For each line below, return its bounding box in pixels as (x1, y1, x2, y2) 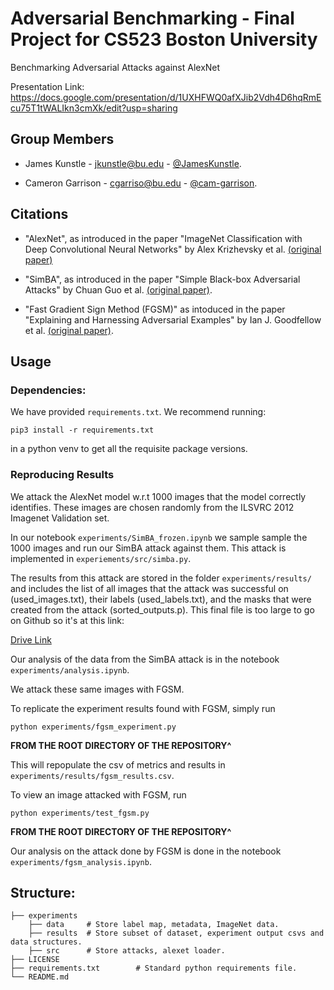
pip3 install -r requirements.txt (10, 425, 155, 436)
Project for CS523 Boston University (10, 28, 318, 51)
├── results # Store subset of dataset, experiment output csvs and (28, 928, 325, 939)
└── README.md (10, 972, 70, 982)
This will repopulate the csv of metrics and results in (10, 758, 226, 771)
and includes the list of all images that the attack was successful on (10, 582, 289, 594)
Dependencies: (10, 383, 87, 397)
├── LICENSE (10, 955, 60, 965)
